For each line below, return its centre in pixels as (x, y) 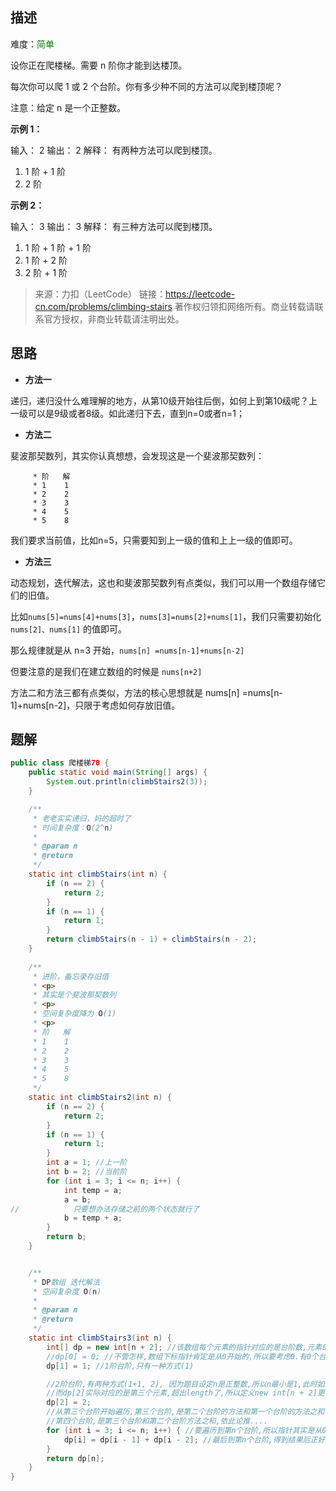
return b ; (66, 1237)
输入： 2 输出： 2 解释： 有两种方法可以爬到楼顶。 (114, 150)
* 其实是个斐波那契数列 (74, 995)
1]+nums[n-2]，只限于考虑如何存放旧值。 (95, 705)
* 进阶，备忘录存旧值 (71, 976)
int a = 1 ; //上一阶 (87, 1163)
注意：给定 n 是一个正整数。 (68, 107)
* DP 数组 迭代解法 (66, 1282)
